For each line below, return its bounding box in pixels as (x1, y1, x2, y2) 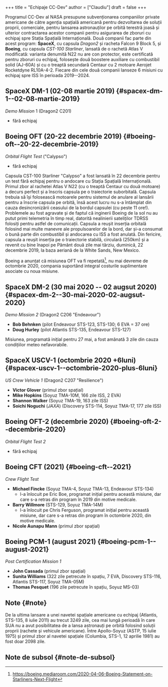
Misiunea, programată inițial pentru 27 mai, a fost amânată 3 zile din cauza (5, 336, 158, 342)
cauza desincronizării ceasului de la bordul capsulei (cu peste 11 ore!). (5, 205, 149, 211)
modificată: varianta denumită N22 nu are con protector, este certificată (5, 51, 153, 57)
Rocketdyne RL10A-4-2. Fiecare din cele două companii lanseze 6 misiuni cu (5, 67, 163, 73)
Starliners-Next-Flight (12, 676, 57, 682)
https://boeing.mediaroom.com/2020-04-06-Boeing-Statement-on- (12, 670, 153, 677)
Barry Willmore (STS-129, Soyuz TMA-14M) (12, 501, 103, 507)
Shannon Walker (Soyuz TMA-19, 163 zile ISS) (12, 397, 108, 403)
